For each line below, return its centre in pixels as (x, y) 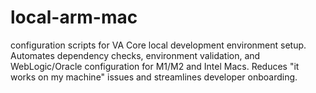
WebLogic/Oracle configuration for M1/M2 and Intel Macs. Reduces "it (155, 66)
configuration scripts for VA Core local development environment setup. (158, 45)
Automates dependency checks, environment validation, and (135, 55)
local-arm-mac (74, 17)
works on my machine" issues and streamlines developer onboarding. (154, 77)
